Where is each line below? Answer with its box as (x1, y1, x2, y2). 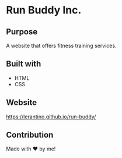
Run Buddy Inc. (6, 3, 82, 17)
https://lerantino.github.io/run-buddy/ (6, 113, 96, 120)
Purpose (6, 27, 38, 37)
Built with (6, 59, 41, 69)
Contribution (6, 130, 54, 140)
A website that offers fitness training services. (6, 42, 117, 49)
